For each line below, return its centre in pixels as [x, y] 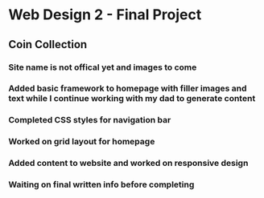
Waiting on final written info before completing [101, 184]
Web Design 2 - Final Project [105, 15]
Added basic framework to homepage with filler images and [128, 88]
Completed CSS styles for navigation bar [90, 120]
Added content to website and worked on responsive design [128, 164]
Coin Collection [48, 44]
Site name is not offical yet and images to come [103, 67]
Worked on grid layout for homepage [82, 142]
